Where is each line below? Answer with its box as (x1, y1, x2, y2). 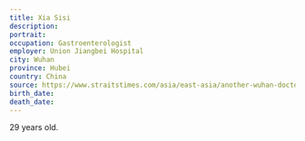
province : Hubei (9, 64, 71, 73)
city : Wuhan (9, 55, 54, 64)
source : (9, 80, 39, 89)
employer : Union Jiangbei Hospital (9, 47, 144, 56)
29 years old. (9, 122, 59, 133)
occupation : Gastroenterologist (9, 38, 132, 48)
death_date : (9, 97, 54, 107)
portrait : (9, 30, 47, 39)
